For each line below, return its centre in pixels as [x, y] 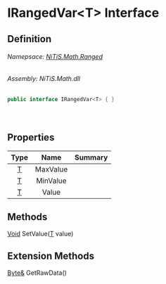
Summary [91, 157]
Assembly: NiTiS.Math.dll [44, 78]
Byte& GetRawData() [37, 273]
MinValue [51, 181]
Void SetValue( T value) [40, 234]
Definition [29, 39]
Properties [31, 137]
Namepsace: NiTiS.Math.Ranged [55, 57]
